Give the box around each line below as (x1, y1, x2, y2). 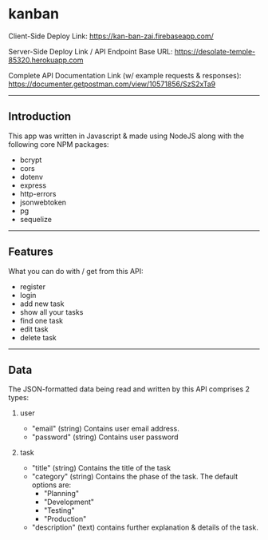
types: (8, 393, 30, 403)
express (19, 181, 46, 190)
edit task (19, 324, 49, 334)
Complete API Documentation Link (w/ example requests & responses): (8, 70, 242, 80)
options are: (31, 480, 72, 490)
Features (8, 245, 53, 259)
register (19, 281, 46, 292)
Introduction (8, 109, 72, 124)
